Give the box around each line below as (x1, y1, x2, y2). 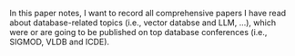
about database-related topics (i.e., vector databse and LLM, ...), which (9, 17, 276, 28)
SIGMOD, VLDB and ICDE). (9, 36, 110, 47)
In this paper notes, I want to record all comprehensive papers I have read (9, 8, 287, 18)
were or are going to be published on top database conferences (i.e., (9, 27, 268, 37)
